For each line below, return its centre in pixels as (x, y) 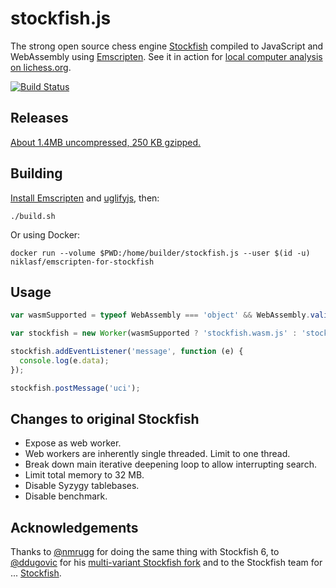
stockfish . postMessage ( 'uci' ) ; (75, 388)
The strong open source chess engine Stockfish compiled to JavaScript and (167, 46)
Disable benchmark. (66, 496)
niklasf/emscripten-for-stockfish (82, 262)
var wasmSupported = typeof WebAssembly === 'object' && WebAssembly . (160, 315)
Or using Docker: (45, 234)
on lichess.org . (41, 67)
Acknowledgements (74, 527)
